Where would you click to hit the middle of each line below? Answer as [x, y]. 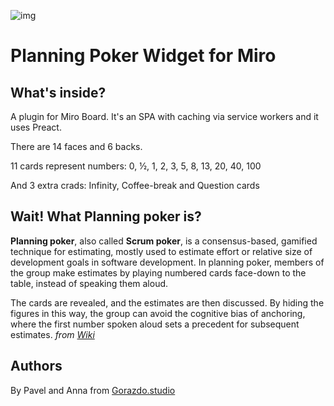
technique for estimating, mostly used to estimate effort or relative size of [161, 251]
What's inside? [58, 92]
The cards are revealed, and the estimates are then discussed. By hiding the [167, 302]
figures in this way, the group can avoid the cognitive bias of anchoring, [158, 313]
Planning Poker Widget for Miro [143, 56]
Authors [36, 366]
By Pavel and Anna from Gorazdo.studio [93, 390]
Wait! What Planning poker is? [106, 216]
